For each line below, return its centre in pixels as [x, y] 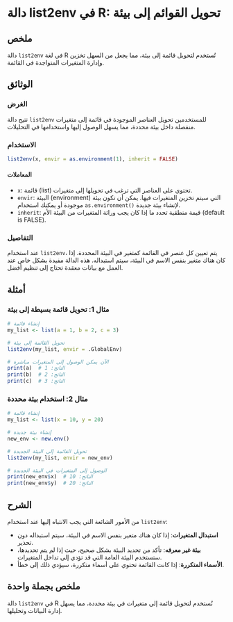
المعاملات [20, 174]
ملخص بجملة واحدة [44, 586]
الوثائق [20, 84]
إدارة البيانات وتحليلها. [35, 610]
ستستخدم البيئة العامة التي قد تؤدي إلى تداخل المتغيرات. [89, 557]
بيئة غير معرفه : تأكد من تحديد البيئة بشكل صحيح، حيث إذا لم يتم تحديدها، [109, 550]
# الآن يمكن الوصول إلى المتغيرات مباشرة [58, 362]
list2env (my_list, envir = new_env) [60, 458]
